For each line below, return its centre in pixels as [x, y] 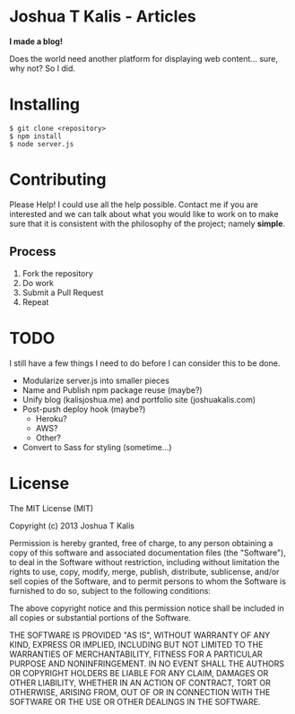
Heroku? [51, 418]
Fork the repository [58, 273]
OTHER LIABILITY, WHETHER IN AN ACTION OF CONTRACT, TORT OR [140, 683]
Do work [38, 283]
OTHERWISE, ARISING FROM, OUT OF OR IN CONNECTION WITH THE [140, 692]
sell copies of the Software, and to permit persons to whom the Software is [148, 581]
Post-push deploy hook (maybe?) [84, 409]
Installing [45, 104]
